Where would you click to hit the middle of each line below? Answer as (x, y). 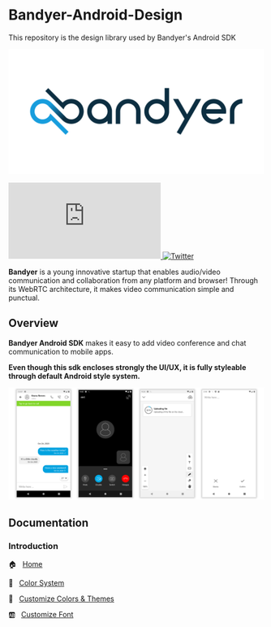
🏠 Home (26, 564)
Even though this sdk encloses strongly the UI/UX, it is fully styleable (127, 367)
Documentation (49, 522)
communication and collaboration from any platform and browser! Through (133, 281)
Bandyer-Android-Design (96, 15)
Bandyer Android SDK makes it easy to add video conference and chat (127, 342)
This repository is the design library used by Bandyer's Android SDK (123, 37)
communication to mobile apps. (61, 351)
